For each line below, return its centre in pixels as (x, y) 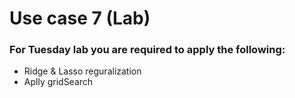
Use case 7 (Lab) (80, 18)
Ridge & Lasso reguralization (82, 71)
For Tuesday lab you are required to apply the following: (147, 50)
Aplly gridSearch (58, 82)
